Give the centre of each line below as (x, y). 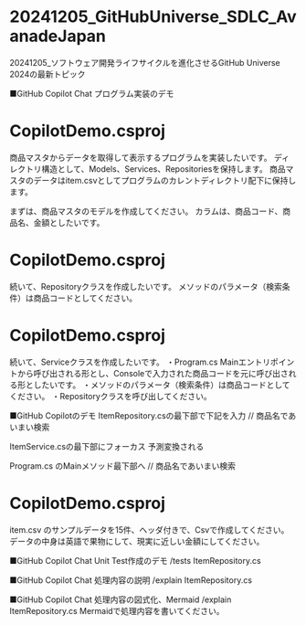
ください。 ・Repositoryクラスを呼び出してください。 (111, 396)
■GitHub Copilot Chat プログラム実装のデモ (92, 93)
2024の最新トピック (47, 74)
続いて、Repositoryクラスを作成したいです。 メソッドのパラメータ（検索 (146, 286)
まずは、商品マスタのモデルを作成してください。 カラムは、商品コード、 (146, 211)
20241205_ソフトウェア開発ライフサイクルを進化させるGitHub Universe (145, 62)
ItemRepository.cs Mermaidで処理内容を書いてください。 (117, 610)
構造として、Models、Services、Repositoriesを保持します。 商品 (163, 169)
